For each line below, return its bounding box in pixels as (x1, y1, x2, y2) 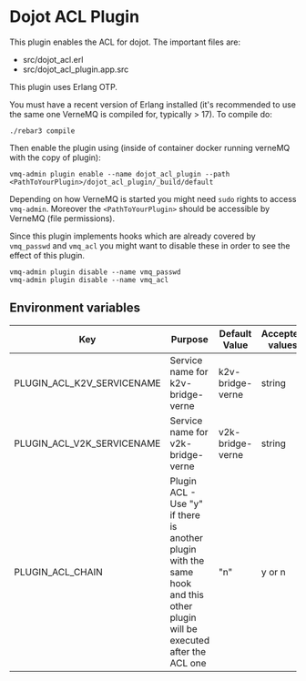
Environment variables (9, 300, 141, 316)
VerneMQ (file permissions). (9, 212, 116, 224)
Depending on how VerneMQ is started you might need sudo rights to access (9, 193, 297, 204)
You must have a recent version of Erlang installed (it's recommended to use (9, 98, 296, 110)
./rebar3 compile (9, 126, 76, 136)
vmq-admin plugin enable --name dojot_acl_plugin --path (9, 169, 230, 178)
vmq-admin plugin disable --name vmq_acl (9, 275, 169, 284)
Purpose (170, 332, 209, 345)
